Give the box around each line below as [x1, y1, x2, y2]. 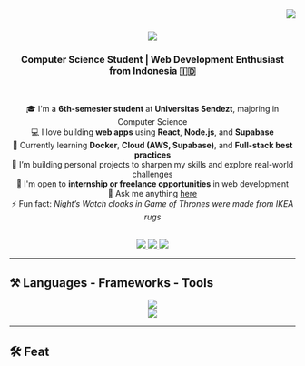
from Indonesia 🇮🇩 [108, 65, 197, 77]
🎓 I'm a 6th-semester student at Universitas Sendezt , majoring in [25, 104, 280, 115]
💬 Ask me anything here [107, 188, 198, 199]
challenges [132, 168, 173, 180]
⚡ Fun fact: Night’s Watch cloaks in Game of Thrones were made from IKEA [11, 198, 294, 209]
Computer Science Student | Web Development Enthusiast [21, 54, 284, 66]
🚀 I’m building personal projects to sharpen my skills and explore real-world [11, 159, 294, 170]
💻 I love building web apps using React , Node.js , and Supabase [31, 127, 274, 137]
